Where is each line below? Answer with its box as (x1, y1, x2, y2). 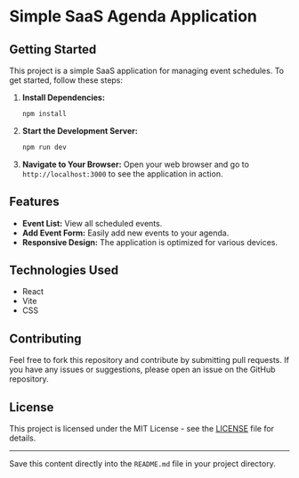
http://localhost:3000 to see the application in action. (21, 168, 223, 179)
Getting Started (9, 42, 97, 57)
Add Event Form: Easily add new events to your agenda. (21, 227, 230, 238)
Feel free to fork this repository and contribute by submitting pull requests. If (9, 355, 289, 366)
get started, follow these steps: (9, 75, 123, 86)
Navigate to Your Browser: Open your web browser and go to (21, 159, 249, 169)
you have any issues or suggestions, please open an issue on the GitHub (9, 364, 276, 375)
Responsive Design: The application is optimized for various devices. (21, 236, 279, 247)
